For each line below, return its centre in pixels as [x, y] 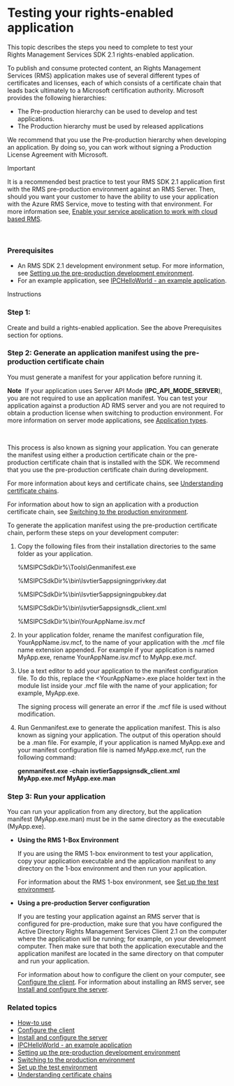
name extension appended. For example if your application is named [116, 650]
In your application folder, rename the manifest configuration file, [111, 635]
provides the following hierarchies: [57, 98]
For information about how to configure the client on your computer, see [121, 975]
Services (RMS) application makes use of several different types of [104, 76]
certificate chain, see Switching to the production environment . [98, 511]
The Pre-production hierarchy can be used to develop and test [107, 111]
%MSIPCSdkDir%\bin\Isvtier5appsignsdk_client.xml [92, 608]
